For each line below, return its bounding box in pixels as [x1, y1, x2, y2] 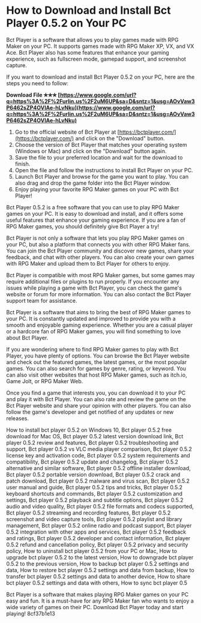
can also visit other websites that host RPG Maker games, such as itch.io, [6, 371, 187, 378]
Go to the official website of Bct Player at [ [14, 128, 120, 136]
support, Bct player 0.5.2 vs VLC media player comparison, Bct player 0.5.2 [6, 445, 192, 453]
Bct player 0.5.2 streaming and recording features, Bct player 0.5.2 [6, 509, 171, 516]
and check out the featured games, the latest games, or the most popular [6, 358, 187, 366]
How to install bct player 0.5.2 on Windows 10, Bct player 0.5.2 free [6, 426, 172, 434]
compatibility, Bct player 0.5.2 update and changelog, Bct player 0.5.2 [6, 458, 179, 465]
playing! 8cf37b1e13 [6, 610, 55, 617]
